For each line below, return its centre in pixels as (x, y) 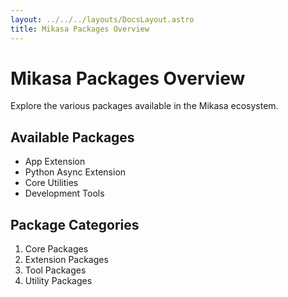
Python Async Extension (75, 172)
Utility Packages (58, 281)
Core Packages (56, 249)
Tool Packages (55, 270)
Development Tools (64, 193)
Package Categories (75, 224)
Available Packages (72, 137)
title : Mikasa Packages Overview (80, 29)
